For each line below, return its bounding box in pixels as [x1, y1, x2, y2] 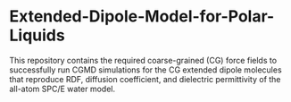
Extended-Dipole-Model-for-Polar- [9, 6, 275, 27]
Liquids [9, 25, 65, 46]
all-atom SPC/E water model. [9, 83, 116, 94]
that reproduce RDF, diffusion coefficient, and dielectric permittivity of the [9, 73, 281, 84]
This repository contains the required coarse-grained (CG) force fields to [9, 55, 278, 65]
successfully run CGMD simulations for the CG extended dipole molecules [9, 64, 283, 75]
